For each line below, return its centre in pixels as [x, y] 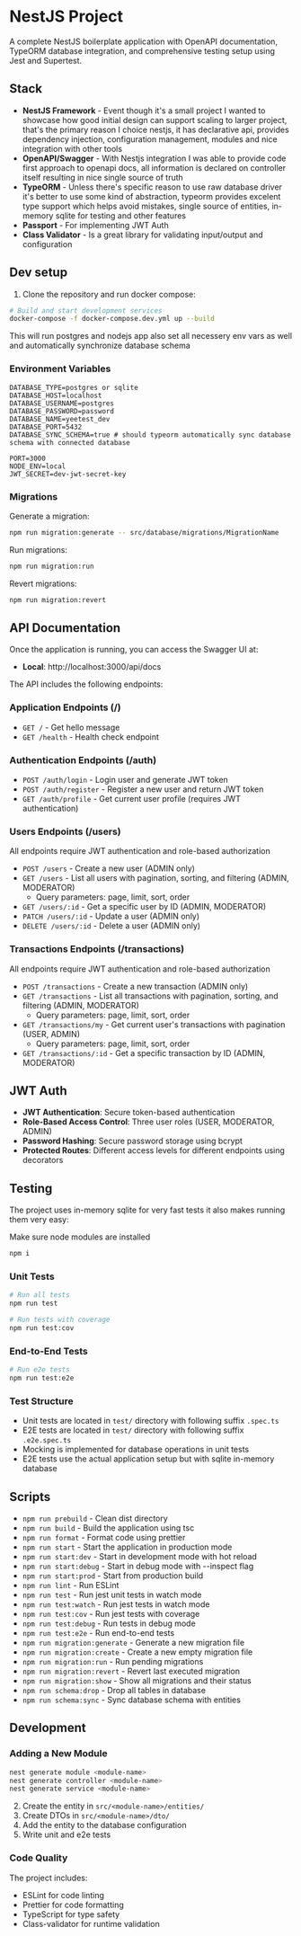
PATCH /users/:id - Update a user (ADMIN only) [111, 916]
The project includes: [49, 1878]
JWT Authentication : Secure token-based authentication [128, 1113]
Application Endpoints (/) [65, 707]
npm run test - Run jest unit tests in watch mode [112, 1594]
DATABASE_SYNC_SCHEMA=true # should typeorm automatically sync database [150, 435]
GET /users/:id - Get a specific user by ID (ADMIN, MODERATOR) [144, 907]
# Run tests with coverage [60, 1320]
